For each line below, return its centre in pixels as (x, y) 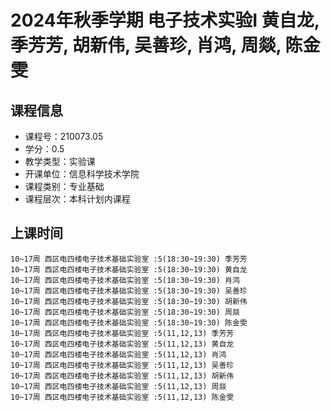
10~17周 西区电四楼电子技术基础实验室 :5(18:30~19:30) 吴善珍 (129, 291)
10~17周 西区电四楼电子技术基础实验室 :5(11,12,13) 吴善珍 (122, 365)
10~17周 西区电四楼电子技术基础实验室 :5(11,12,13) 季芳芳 (122, 333)
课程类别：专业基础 (64, 186)
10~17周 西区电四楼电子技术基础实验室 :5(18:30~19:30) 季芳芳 (129, 259)
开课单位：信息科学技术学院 (82, 174)
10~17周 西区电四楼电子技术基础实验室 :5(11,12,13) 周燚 (118, 386)
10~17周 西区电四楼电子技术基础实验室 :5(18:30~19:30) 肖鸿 (125, 280)
